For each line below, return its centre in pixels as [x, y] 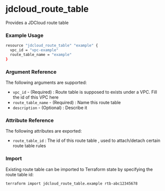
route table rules [29, 146]
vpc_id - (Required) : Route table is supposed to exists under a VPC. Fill [85, 92]
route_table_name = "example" [41, 55]
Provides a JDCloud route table [37, 23]
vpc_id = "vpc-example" [34, 50]
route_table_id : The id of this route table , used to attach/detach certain [86, 140]
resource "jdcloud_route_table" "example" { [52, 46]
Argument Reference [31, 72]
